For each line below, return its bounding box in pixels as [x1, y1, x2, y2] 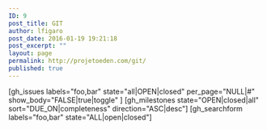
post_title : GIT [8, 19, 63, 27]
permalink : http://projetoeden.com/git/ [8, 57, 147, 65]
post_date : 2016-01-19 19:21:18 [8, 34, 117, 43]
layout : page [8, 49, 53, 57]
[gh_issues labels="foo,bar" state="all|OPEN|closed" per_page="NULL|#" [8, 86, 256, 96]
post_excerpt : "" [8, 42, 67, 50]
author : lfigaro [8, 27, 63, 35]
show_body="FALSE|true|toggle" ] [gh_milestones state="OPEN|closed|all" [8, 94, 259, 105]
